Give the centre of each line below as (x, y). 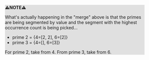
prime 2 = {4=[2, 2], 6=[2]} (40, 37)
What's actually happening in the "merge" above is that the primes (73, 17)
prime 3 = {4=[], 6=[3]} (36, 42)
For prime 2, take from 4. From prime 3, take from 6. (58, 52)
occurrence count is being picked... (41, 28)
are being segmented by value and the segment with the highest (71, 22)
